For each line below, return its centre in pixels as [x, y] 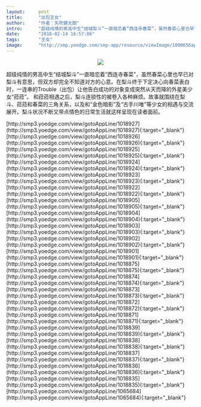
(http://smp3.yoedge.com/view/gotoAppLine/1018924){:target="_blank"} [96, 168]
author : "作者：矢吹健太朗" [43, 23]
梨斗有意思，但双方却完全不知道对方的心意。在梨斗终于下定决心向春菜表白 [98, 82]
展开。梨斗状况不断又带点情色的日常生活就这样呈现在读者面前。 [85, 111]
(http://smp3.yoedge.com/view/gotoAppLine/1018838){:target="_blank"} [96, 346]
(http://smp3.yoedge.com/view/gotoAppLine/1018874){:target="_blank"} [95, 283]
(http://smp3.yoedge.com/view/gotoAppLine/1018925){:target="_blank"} [95, 155]
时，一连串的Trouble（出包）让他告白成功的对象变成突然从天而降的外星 [94, 89]
